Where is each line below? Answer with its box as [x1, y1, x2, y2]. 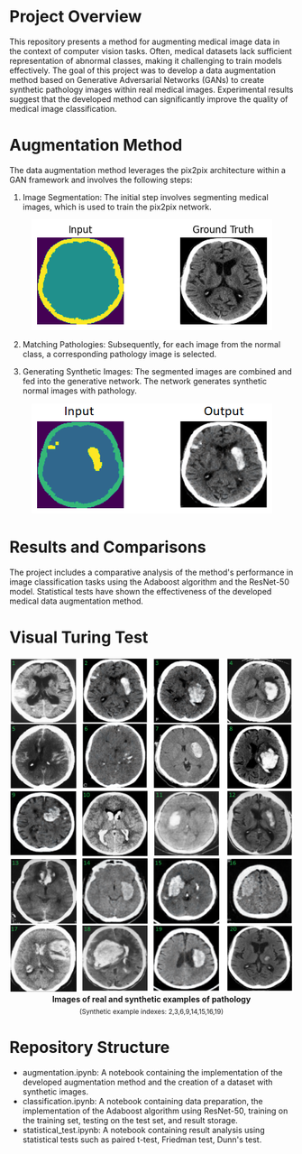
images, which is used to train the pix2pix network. [22, 201, 212, 212]
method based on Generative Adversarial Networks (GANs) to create [9, 74, 264, 85]
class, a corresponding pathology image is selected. [22, 348, 217, 359]
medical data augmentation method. [9, 595, 144, 606]
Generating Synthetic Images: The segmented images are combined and [22, 365, 292, 376]
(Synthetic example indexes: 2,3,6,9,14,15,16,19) [79, 1007, 224, 1016]
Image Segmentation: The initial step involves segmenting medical [22, 191, 269, 202]
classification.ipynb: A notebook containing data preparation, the [22, 1095, 263, 1106]
